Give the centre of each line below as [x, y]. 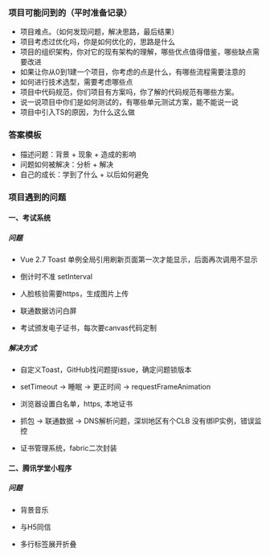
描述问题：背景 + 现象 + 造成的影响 [78, 154]
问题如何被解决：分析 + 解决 [67, 164]
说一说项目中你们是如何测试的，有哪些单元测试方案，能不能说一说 [129, 102]
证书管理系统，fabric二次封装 [68, 448]
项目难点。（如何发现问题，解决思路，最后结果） [99, 32]
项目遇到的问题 [37, 197]
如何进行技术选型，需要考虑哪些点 [76, 82]
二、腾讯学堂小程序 [40, 467]
